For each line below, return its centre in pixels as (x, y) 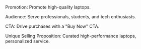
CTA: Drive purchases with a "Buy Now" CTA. (52, 26)
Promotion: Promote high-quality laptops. (48, 7)
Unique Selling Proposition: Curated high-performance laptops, (71, 36)
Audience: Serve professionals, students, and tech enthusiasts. (71, 17)
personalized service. (28, 41)
